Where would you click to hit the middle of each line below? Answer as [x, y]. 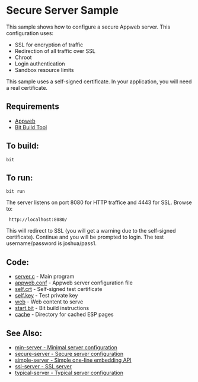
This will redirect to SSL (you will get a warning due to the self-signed [91, 231]
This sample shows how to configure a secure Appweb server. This [88, 27]
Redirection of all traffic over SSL [55, 51]
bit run [16, 192]
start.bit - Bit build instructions [52, 308]
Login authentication [40, 64]
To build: [23, 146]
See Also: [24, 333]
